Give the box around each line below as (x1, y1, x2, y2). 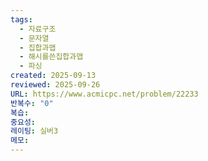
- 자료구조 (19, 24, 57, 34)
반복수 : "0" (10, 98, 54, 108)
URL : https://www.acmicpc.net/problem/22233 (10, 89, 199, 99)
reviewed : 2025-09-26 (10, 80, 101, 90)
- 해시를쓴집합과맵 (19, 52, 84, 62)
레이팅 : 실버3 (10, 126, 59, 136)
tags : (10, 14, 33, 25)
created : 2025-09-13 (10, 71, 97, 81)
